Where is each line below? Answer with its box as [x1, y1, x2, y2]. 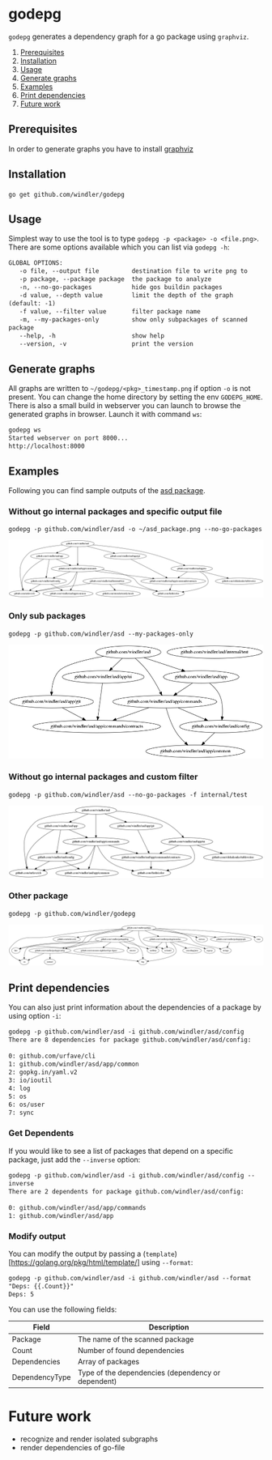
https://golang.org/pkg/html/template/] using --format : [11, 1257, 193, 1267]
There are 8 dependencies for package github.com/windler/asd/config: [8, 1036, 252, 1045]
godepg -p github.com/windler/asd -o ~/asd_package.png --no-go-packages [8, 526, 263, 534]
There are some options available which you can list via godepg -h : [8, 242, 230, 252]
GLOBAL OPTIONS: [8, 259, 63, 267]
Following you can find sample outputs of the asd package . [8, 486, 206, 495]
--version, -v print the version [19, 340, 194, 348]
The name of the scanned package [78, 1334, 194, 1344]
